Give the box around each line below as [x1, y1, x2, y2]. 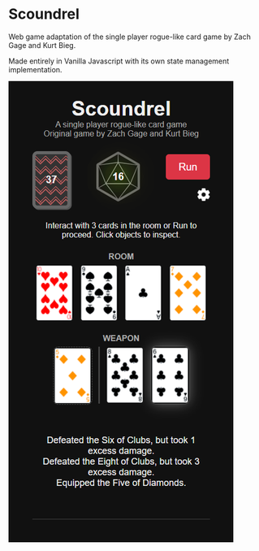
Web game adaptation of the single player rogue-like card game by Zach [8, 32, 252, 41]
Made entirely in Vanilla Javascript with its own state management [8, 56, 230, 66]
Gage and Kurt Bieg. [8, 40, 76, 50]
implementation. [8, 64, 63, 74]
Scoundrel [8, 5, 80, 24]
